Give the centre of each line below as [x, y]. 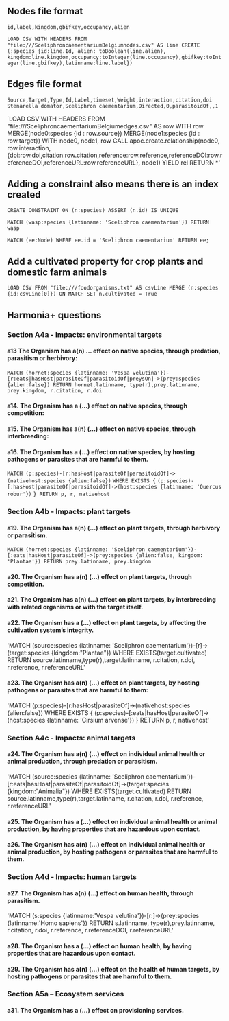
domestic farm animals [57, 272]
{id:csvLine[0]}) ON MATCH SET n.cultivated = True [82, 294]
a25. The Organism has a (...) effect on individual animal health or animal [112, 821]
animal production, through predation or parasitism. [82, 762]
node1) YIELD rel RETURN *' [181, 162]
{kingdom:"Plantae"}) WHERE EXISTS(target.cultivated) [129, 653]
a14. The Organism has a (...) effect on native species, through [97, 406]
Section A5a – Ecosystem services [66, 994]
